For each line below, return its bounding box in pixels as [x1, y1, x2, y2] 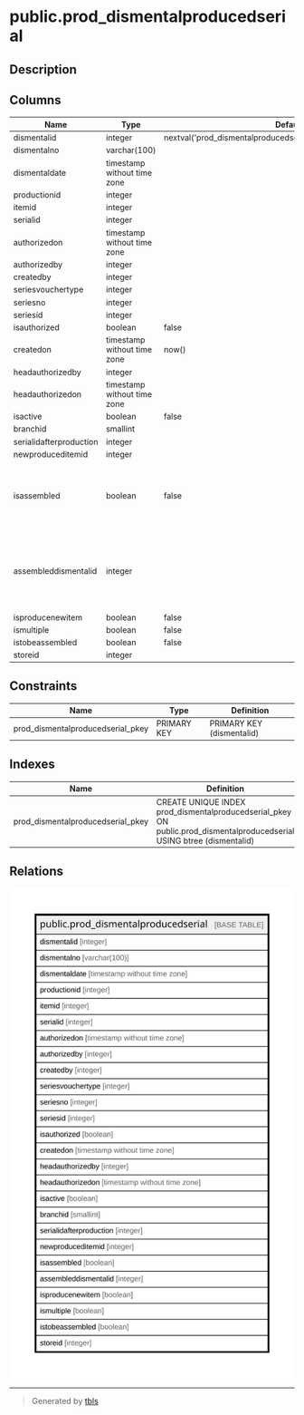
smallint [105, 423, 136, 434]
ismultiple [13, 624, 50, 635]
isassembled [13, 490, 61, 501]
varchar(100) [105, 145, 157, 156]
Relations [9, 864, 64, 879]
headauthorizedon [13, 388, 82, 400]
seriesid [13, 309, 43, 320]
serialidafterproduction [13, 436, 99, 447]
